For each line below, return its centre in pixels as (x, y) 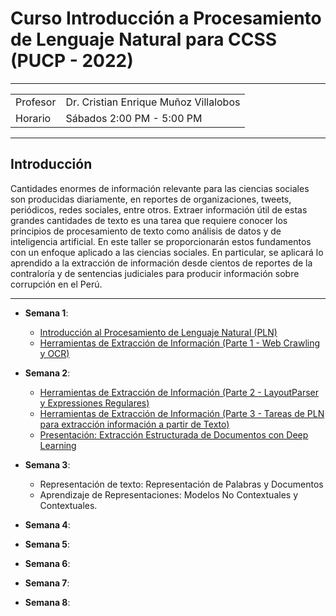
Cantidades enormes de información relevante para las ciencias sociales (160, 188)
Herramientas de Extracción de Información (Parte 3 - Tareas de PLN (182, 413)
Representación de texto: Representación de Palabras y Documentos (181, 484)
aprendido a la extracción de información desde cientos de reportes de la (161, 263)
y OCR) (54, 353)
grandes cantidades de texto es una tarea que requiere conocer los (149, 220)
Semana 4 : (47, 524)
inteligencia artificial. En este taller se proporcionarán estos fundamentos (161, 241)
